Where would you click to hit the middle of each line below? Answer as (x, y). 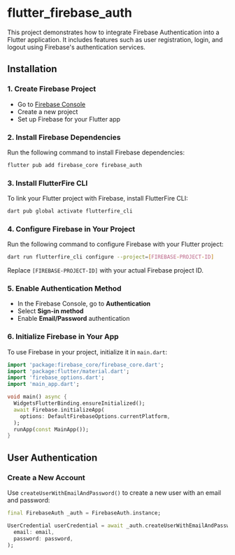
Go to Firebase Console (51, 104)
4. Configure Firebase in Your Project (71, 229)
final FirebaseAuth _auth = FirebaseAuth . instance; (84, 513)
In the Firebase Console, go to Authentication (84, 304)
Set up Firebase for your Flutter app (69, 119)
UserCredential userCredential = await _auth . (76, 526)
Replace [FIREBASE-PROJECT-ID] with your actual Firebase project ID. (106, 271)
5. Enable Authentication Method (64, 289)
